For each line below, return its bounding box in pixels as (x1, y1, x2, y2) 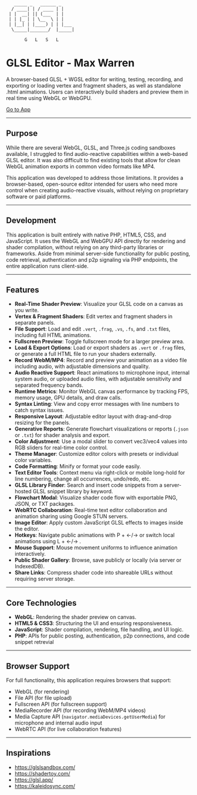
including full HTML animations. (14, 332, 91, 339)
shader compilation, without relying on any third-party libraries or (6, 243, 164, 250)
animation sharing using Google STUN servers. (14, 513, 128, 520)
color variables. (14, 457, 53, 464)
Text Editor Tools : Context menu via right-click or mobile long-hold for (14, 469, 185, 476)
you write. (14, 307, 39, 314)
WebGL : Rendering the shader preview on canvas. (14, 613, 137, 621)
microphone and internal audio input (14, 719, 103, 726)
